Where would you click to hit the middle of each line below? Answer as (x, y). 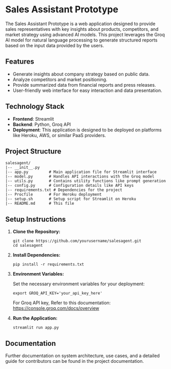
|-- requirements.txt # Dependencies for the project (64, 190)
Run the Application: (35, 318)
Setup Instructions (36, 219)
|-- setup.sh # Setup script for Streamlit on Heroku (71, 199)
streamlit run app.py (36, 328)
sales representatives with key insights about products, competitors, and (82, 29)
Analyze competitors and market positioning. (60, 79)
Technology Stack (35, 106)
